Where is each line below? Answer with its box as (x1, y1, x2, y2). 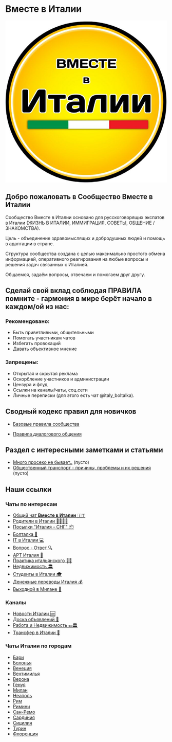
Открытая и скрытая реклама (12, 370, 78, 376)
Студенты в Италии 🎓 (12, 571, 63, 577)
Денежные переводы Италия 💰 (12, 579, 83, 585)
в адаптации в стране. (5, 240, 54, 247)
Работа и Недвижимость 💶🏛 (12, 622, 78, 628)
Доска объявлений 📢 (12, 617, 59, 623)
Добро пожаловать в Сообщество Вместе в (5, 192, 153, 201)
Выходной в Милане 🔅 (12, 586, 62, 592)
